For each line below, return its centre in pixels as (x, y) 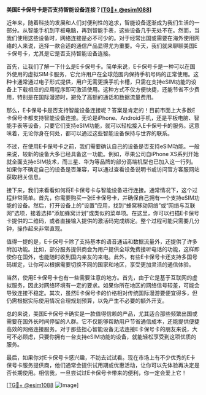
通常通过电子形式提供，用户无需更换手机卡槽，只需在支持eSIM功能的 (104, 82)
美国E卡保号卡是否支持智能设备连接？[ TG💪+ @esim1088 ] (79, 10)
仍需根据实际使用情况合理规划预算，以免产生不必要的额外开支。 (87, 301)
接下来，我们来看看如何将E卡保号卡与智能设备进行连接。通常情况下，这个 (99, 190)
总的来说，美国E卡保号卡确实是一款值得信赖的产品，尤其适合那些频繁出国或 (102, 314)
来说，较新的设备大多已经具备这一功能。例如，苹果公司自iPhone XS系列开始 (103, 154)
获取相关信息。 (25, 177)
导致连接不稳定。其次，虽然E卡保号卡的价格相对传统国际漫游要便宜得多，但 (102, 293)
